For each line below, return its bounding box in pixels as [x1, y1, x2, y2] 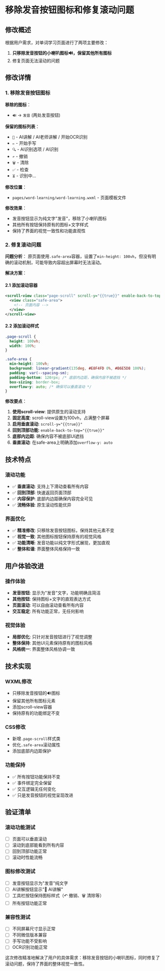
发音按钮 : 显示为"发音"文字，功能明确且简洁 [12, 590, 101, 595]
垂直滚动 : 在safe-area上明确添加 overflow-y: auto [12, 439, 113, 445]
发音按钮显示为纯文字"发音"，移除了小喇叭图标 [12, 215, 107, 221]
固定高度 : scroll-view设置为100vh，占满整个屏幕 [12, 415, 110, 421]
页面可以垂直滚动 [12, 836, 47, 842]
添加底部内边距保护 [12, 748, 52, 754]
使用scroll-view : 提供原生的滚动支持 [12, 409, 86, 415]
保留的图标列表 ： [5, 124, 40, 129]
